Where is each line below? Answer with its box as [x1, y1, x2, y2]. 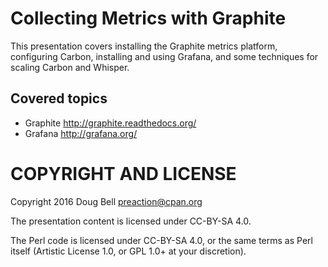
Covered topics [10, 90, 108, 107]
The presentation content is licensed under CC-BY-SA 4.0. [10, 215, 252, 227]
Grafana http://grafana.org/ [24, 127, 138, 139]
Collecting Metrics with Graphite [10, 7, 287, 30]
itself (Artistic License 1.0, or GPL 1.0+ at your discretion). [10, 245, 247, 257]
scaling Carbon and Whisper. [10, 61, 130, 73]
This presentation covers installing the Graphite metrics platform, [10, 40, 278, 52]
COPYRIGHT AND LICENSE [10, 162, 237, 185]
